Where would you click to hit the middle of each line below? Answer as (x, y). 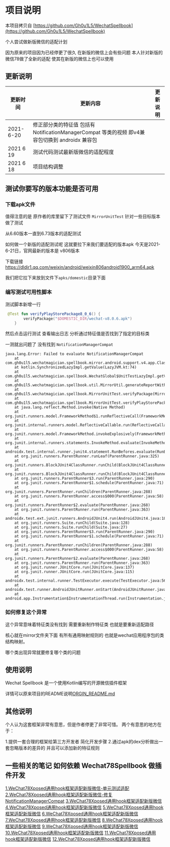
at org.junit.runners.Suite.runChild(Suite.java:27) (71, 527)
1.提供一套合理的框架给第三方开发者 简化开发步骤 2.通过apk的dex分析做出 (82, 742)
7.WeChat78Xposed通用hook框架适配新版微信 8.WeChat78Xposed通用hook (84, 820)
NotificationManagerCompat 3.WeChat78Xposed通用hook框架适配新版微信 (83, 801)
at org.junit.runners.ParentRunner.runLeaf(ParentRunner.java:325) (87, 456)
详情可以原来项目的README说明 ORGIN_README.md (60, 694)
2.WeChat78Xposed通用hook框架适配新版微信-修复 (59, 795)
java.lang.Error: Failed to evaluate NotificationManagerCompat (74, 354)
